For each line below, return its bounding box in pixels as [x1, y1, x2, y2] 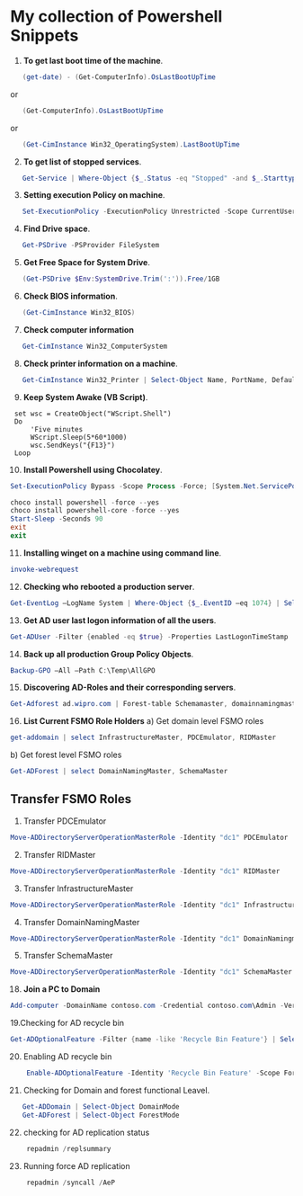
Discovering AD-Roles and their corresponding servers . [22, 682, 236, 693]
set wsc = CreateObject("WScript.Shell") [13, 409, 172, 418]
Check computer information [22, 324, 134, 335]
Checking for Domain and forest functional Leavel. [22, 1084, 210, 1095]
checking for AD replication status [22, 1127, 150, 1138]
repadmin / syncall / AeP [26, 1178, 116, 1187]
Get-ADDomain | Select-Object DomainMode [22, 1102, 180, 1111]
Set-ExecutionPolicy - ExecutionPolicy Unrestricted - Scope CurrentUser [22, 207, 297, 217]
